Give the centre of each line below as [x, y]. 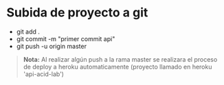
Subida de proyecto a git [77, 13]
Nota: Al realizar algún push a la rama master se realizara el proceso [120, 59]
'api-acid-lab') [44, 74]
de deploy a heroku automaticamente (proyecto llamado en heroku [117, 66]
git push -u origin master [52, 46]
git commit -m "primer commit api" [66, 38]
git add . [28, 32]
